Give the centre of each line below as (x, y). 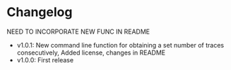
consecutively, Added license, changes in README (91, 52)
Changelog (40, 12)
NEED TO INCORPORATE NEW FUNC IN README (78, 31)
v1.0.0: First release (45, 59)
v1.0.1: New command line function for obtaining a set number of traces (120, 45)
